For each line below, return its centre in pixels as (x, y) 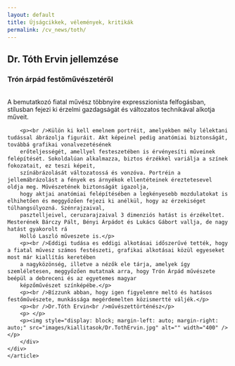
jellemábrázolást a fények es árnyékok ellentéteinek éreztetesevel (110, 180)
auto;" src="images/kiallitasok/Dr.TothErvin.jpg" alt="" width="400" (113, 328)
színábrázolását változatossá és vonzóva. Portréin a (100, 173)
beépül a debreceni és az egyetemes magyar (72, 279)
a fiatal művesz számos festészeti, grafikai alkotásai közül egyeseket (116, 251)
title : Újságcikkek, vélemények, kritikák (70, 22)
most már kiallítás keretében (52, 258)
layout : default (31, 15)
